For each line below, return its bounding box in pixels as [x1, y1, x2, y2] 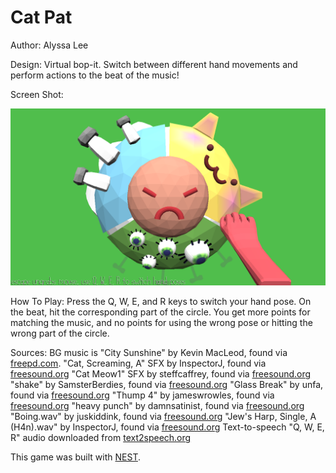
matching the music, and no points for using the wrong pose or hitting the [10, 317, 313, 329]
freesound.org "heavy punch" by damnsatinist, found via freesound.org [10, 400, 305, 412]
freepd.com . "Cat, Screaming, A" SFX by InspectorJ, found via [10, 357, 267, 370]
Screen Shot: [10, 88, 64, 100]
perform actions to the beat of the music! [10, 69, 180, 81]
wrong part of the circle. [10, 327, 110, 340]
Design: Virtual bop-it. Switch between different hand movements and [10, 58, 298, 70]
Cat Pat [10, 6, 73, 29]
